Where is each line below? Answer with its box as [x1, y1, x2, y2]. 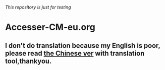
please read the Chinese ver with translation [5, 49, 145, 58]
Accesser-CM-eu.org [5, 22, 96, 33]
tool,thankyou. [5, 57, 52, 65]
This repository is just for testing [5, 4, 71, 10]
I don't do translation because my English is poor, [5, 41, 161, 50]
